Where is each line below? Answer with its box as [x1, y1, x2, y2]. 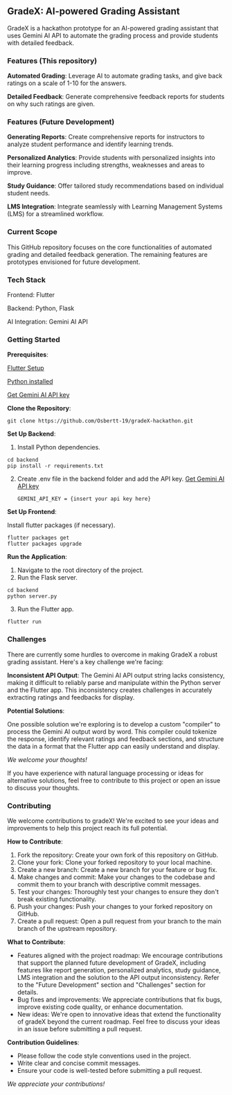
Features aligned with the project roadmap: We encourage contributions [17, 951, 223, 959]
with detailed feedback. [7, 38, 75, 47]
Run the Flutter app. [17, 605, 74, 614]
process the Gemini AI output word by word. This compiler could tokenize [7, 727, 217, 736]
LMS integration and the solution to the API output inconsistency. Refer [17, 973, 220, 981]
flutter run [7, 618, 42, 625]
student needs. [7, 189, 51, 197]
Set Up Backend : [7, 429, 56, 438]
